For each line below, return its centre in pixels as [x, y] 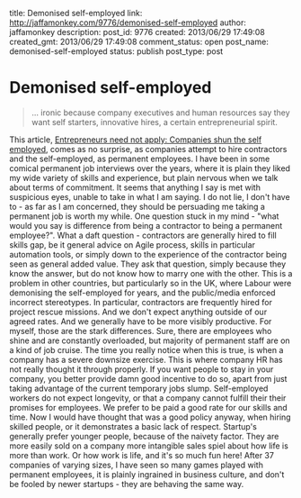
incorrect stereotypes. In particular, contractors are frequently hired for [141, 302]
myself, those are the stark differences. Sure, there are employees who [141, 330]
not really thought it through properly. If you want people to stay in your [142, 369]
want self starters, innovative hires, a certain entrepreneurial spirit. [155, 122]
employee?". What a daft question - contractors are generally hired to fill [143, 235]
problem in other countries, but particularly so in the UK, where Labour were [150, 283]
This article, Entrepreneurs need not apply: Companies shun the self [136, 140]
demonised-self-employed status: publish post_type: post [116, 51]
